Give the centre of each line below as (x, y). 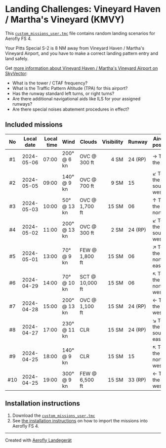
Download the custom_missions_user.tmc (54, 415)
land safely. (17, 58)
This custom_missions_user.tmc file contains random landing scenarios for (80, 33)
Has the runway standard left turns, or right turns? (63, 93)
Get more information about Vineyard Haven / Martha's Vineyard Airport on (82, 68)
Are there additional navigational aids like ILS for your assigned (76, 99)
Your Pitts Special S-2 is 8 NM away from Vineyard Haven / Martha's (75, 48)
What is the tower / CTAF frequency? (50, 83)
